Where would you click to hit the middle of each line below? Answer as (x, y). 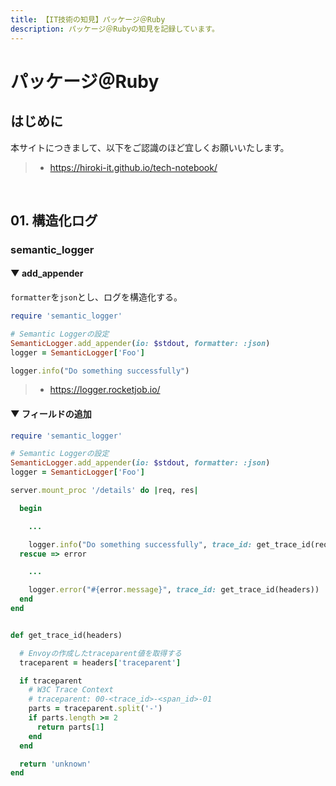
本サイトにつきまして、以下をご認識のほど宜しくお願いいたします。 (150, 147)
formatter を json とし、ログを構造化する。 (96, 297)
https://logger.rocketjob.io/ (105, 390)
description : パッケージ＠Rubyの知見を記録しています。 (115, 29)
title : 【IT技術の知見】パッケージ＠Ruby (88, 19)
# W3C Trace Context (71, 690)
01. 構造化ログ (54, 220)
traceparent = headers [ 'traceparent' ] (100, 662)
